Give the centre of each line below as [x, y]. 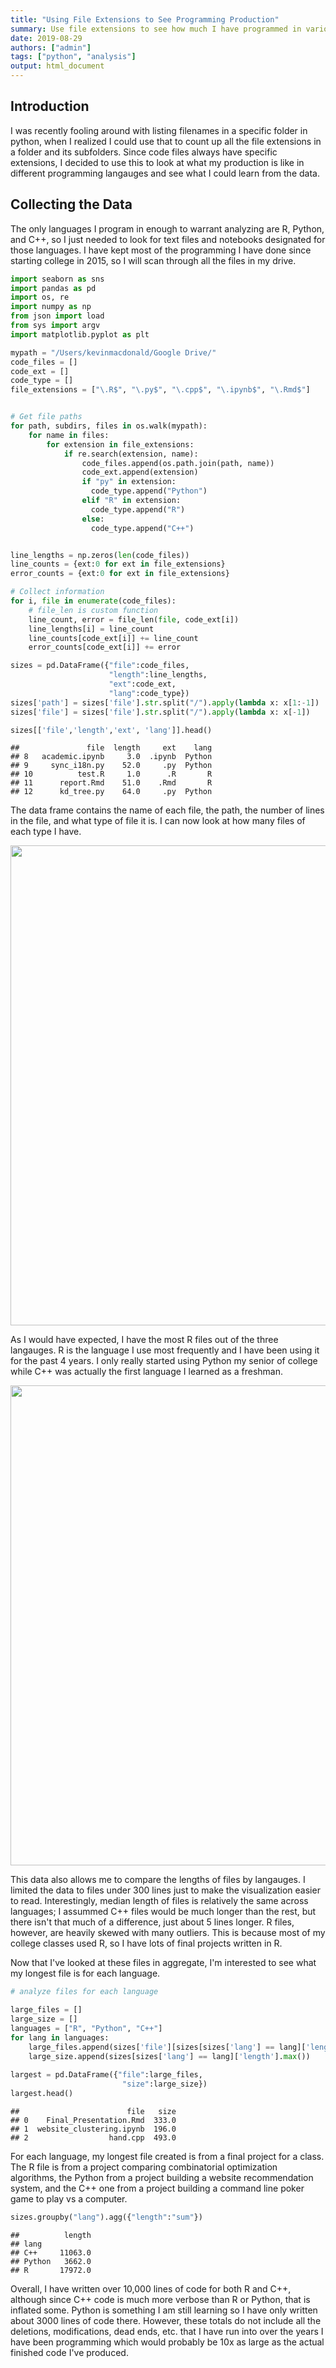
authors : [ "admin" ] [51, 47]
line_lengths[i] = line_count [91, 629]
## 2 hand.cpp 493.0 [93, 2138]
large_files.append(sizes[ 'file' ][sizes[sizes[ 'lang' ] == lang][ [167, 2047]
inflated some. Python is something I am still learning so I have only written [164, 2310]
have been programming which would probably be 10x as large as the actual [167, 2342]
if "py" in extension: [129, 482]
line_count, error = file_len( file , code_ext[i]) [134, 619]
